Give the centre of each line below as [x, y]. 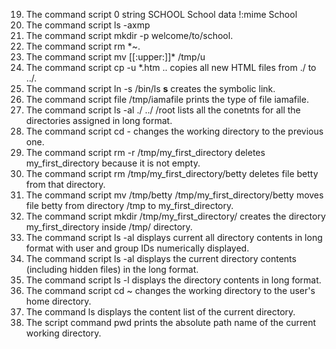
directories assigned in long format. [99, 120]
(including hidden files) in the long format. [112, 269]
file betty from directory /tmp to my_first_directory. [129, 205]
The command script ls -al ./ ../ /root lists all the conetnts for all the [163, 110]
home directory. [58, 301]
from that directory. [65, 184]
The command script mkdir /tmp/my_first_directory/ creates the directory [175, 216]
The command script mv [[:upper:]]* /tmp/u [115, 57]
